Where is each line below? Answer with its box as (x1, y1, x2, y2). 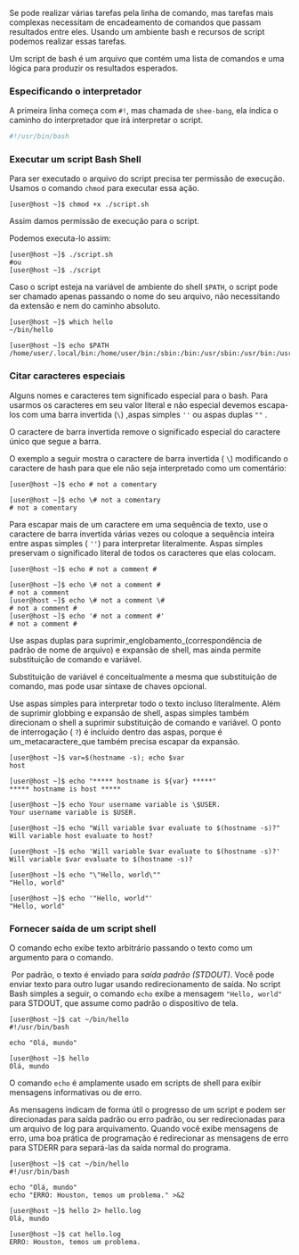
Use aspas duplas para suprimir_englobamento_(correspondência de (9, 635, 263, 645)
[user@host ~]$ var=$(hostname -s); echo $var (9, 753, 185, 762)
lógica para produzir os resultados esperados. (9, 62, 179, 73)
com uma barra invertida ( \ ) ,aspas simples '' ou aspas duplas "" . (21, 409, 268, 420)
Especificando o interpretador (9, 85, 142, 97)
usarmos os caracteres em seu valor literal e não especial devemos (9, 399, 256, 410)
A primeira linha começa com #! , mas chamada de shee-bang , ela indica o (9, 105, 279, 116)
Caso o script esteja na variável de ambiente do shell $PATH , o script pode (9, 281, 279, 293)
